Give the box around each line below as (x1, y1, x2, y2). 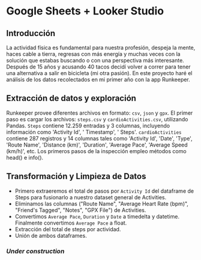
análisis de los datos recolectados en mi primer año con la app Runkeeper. (6, 76, 190, 83)
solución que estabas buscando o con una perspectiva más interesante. (6, 57, 184, 64)
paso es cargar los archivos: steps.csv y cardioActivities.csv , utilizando (6, 115, 188, 122)
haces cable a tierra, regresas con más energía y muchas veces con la (6, 50, 181, 58)
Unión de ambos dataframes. (14, 232, 87, 239)
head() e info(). (6, 154, 44, 161)
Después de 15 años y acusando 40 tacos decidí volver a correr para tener (6, 63, 191, 70)
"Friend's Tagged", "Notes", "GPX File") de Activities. (14, 206, 146, 214)
